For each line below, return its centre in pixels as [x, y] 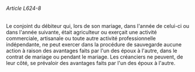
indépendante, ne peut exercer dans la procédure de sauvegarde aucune [94, 45]
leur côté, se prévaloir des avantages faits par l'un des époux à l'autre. [91, 63]
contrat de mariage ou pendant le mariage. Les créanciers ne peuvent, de [95, 57]
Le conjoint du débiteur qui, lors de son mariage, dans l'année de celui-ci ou [98, 26]
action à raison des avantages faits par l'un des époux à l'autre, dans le [92, 51]
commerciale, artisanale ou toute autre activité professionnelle [81, 38]
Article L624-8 [24, 8]
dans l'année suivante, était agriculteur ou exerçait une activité [81, 33]
